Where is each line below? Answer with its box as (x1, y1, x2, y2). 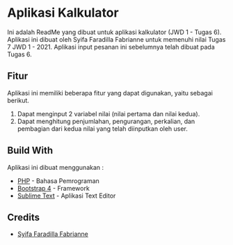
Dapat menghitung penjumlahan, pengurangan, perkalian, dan (17, 117, 195, 125)
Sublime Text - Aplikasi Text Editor (17, 191, 116, 200)
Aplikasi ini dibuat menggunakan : (7, 163, 104, 171)
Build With (7, 145, 54, 157)
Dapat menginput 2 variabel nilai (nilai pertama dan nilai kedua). (17, 109, 200, 118)
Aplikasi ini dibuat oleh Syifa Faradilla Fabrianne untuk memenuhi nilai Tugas (7, 35, 226, 43)
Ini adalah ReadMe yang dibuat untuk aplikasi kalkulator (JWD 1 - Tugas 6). (7, 28, 222, 36)
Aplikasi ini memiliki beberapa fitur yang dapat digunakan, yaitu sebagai (7, 88, 214, 97)
